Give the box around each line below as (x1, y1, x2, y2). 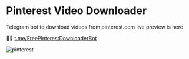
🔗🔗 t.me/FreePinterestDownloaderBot (6, 34, 97, 41)
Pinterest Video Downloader (6, 4, 147, 18)
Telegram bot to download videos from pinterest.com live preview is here (6, 23, 184, 30)
